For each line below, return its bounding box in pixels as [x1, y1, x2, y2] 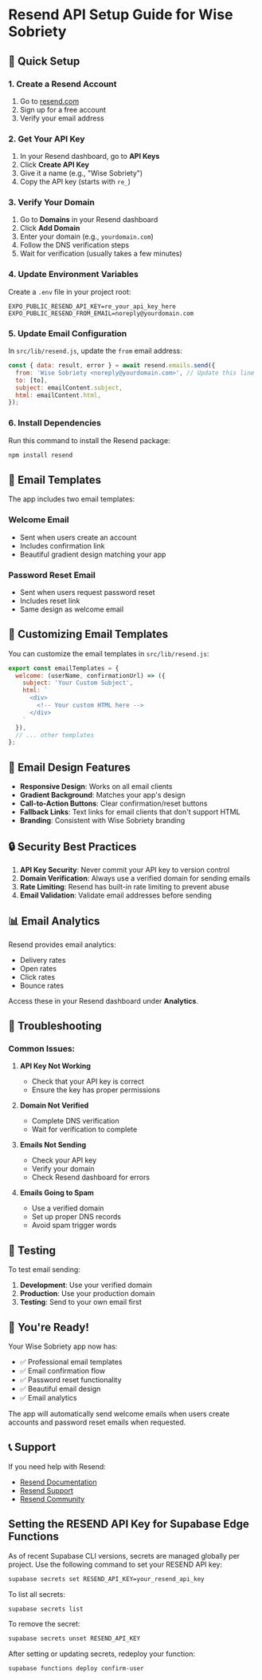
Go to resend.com [19, 96, 80, 105]
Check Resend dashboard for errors [31, 1172, 150, 1183]
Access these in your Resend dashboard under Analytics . [8, 996, 199, 1005]
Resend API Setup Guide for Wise [8, 6, 233, 24]
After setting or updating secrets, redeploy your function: [8, 1649, 195, 1658]
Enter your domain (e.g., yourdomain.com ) [19, 232, 154, 241]
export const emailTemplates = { [8, 664, 119, 672]
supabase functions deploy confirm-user [8, 1665, 145, 1673]
